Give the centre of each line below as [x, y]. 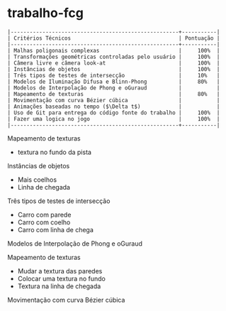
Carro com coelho [44, 222]
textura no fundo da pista [55, 152]
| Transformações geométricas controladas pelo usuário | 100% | [114, 57]
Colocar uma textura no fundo [62, 278]
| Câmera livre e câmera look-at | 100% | [114, 63]
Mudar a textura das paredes [60, 271]
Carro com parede [44, 214]
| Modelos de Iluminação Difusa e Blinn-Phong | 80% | [114, 82]
